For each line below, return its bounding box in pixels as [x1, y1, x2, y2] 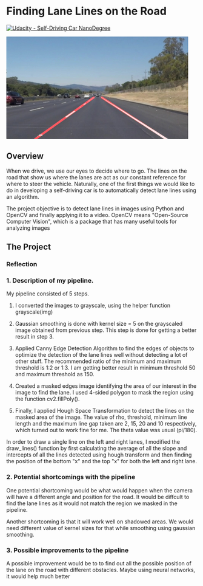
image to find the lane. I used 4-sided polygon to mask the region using [15, 389, 194, 396]
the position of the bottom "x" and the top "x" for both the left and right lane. [6, 458, 197, 465]
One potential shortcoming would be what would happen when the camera [6, 486, 193, 494]
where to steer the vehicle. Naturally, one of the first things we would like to [6, 180, 195, 187]
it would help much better [6, 573, 70, 580]
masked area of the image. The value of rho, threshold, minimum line [15, 413, 187, 421]
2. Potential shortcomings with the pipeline [6, 473, 136, 481]
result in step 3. [15, 333, 55, 340]
